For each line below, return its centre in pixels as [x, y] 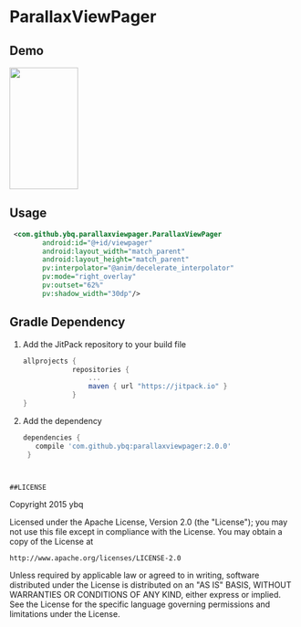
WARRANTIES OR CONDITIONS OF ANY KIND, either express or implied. [145, 594]
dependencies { [52, 437]
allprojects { [49, 361]
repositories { [100, 369]
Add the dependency [62, 420]
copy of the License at [52, 541]
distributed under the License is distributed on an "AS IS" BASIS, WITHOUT [150, 584]
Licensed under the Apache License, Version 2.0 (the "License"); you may [149, 522]
